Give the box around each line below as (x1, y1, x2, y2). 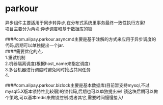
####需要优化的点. (5, 48, 43, 54)
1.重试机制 (5, 54, 26, 60)
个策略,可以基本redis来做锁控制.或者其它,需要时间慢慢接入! (5, 94, 124, 100)
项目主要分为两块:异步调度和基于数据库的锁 (5, 25, 93, 32)
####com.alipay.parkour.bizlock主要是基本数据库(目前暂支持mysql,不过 (5, 82, 150, 88)
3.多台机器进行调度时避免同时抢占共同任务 (5, 66, 91, 72)
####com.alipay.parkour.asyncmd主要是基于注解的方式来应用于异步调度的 (5, 36, 156, 42)
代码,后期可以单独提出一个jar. (5, 42, 64, 48)
